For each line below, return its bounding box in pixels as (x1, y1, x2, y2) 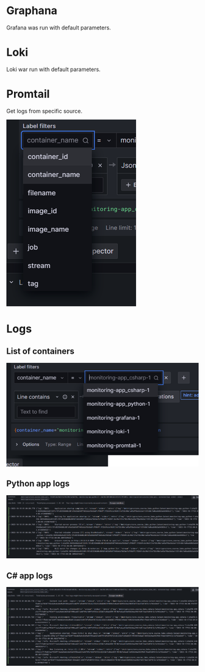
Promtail (6, 87, 50, 101)
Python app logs (6, 479, 70, 489)
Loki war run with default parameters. (6, 65, 101, 73)
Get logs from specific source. (6, 107, 82, 114)
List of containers (6, 346, 75, 357)
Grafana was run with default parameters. (6, 24, 111, 31)
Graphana (6, 4, 58, 18)
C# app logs (6, 570, 53, 581)
